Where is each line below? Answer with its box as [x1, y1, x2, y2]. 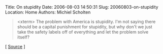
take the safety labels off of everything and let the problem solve [17, 29, 149, 35]
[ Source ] [5, 44, 26, 49]
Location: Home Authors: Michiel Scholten [5, 9, 91, 15]
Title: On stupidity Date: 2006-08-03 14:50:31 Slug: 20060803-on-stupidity [5, 4, 159, 10]
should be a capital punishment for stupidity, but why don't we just [17, 24, 153, 30]
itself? [17, 34, 30, 40]
